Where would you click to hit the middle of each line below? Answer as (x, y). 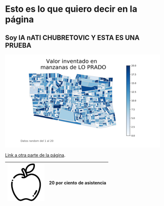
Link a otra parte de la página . (35, 155)
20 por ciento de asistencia (78, 182)
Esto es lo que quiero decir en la (71, 9)
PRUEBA (18, 45)
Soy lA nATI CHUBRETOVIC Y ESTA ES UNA (72, 38)
